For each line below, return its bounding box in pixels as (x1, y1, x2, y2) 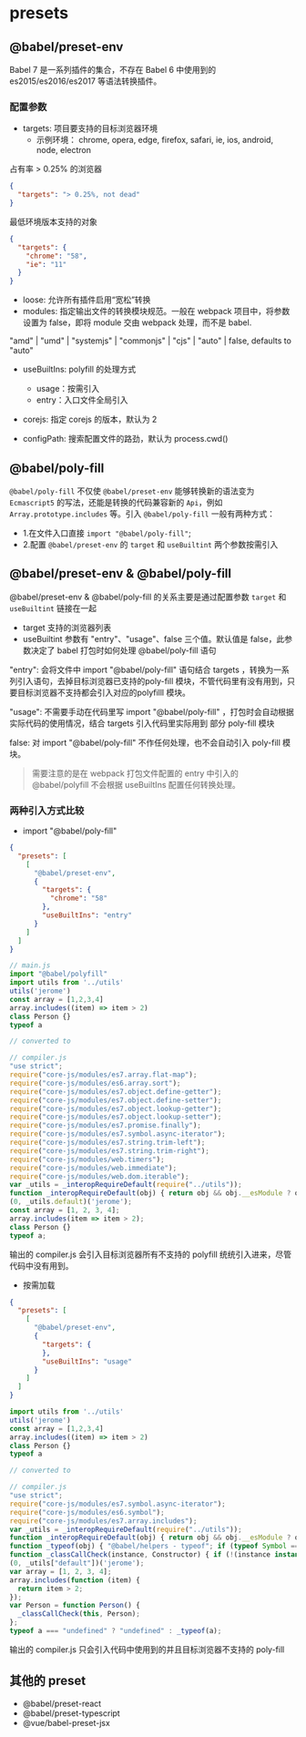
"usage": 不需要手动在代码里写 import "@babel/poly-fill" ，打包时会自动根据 (9, 706, 294, 717)
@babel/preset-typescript (22, 1707, 120, 1719)
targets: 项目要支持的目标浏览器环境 (22, 123, 158, 134)
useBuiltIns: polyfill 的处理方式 (22, 363, 137, 375)
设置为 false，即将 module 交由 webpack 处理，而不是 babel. (22, 317, 252, 328)
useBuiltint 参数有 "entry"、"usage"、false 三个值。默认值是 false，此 (22, 633, 285, 644)
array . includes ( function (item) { (9, 1575, 141, 1585)
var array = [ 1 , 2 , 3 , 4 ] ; (9, 1567, 112, 1576)
